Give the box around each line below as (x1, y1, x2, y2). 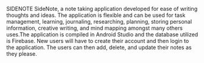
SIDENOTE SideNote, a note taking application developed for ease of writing (6, 5, 198, 12)
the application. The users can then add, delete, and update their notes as (6, 44, 192, 51)
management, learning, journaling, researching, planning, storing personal (6, 18, 192, 25)
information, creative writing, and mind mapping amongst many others (6, 24, 183, 31)
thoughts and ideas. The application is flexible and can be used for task (6, 12, 186, 19)
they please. (6, 50, 38, 57)
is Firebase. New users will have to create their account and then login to (6, 38, 189, 44)
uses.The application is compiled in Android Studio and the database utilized (6, 31, 199, 38)
